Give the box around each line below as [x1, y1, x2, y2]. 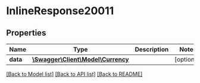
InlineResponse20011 [6, 4, 114, 18]
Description [135, 46, 169, 53]
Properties [6, 28, 46, 38]
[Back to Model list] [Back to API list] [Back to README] [6, 71, 143, 78]
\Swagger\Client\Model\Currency [32, 55, 129, 63]
